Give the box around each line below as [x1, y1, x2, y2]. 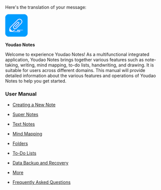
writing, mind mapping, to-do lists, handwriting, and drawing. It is [20, 62, 154, 68]
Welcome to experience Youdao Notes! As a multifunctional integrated [5, 51, 150, 57]
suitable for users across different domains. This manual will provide [5, 67, 146, 73]
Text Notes [12, 121, 35, 127]
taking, [5, 62, 19, 68]
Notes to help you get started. [5, 78, 67, 84]
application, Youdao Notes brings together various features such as [5, 57, 144, 62]
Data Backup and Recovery [12, 160, 69, 166]
